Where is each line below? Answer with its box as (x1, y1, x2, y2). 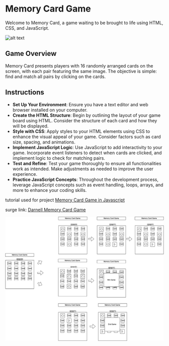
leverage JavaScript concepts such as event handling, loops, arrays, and (12, 182, 163, 188)
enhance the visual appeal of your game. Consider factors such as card (12, 133, 161, 140)
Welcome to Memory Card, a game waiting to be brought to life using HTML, (5, 20, 163, 26)
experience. (12, 171, 38, 177)
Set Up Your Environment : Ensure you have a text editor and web (12, 101, 148, 107)
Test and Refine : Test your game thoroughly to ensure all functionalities (12, 160, 162, 166)
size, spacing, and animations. (12, 139, 75, 145)
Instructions (5, 88, 44, 97)
